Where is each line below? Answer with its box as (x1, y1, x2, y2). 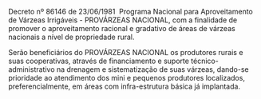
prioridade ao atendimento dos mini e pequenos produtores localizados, (8, 73, 246, 82)
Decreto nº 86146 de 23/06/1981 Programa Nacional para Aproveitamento (8, 7, 253, 16)
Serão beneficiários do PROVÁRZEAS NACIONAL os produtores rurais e (8, 48, 243, 57)
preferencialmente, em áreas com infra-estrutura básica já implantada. (8, 81, 241, 91)
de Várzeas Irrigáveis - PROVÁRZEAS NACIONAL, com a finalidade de (8, 15, 238, 25)
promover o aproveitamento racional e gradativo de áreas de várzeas (8, 24, 235, 33)
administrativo (8, 65, 55, 74)
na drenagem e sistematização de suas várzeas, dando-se (56, 65, 249, 74)
